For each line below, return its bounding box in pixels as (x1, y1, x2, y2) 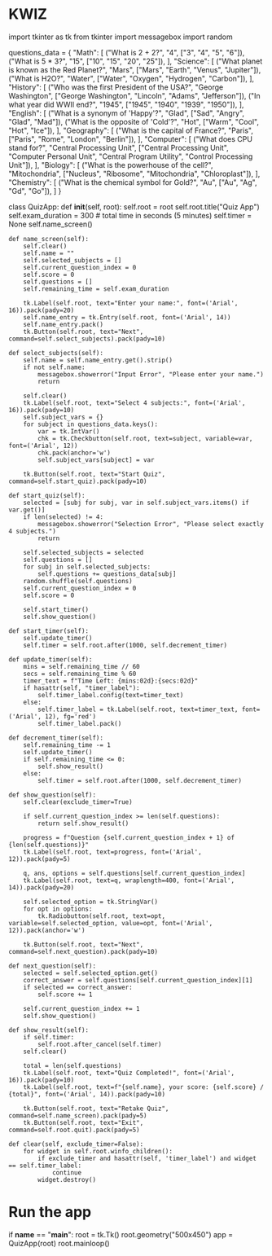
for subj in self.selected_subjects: (23, 563, 151, 571)
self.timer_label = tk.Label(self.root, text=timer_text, (37, 705, 239, 714)
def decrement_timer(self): (8, 734, 104, 742)
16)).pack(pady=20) (8, 306, 75, 314)
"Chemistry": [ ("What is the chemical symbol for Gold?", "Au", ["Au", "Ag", (8, 177, 257, 187)
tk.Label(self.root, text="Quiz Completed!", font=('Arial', (23, 1069, 235, 1077)
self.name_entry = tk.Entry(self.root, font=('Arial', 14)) (23, 313, 231, 322)
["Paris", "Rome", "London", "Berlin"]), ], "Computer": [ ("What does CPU (8, 134, 252, 143)
